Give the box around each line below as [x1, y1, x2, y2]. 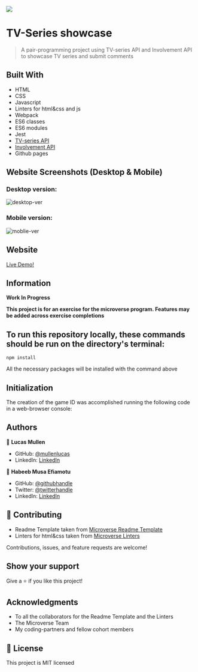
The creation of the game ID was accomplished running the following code [6, 398, 190, 405]
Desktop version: [6, 185, 57, 193]
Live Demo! [6, 261, 34, 268]
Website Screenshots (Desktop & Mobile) [6, 167, 163, 177]
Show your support [6, 562, 80, 571]
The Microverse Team [14, 619, 69, 627]
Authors [6, 422, 38, 432]
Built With [6, 70, 44, 80]
